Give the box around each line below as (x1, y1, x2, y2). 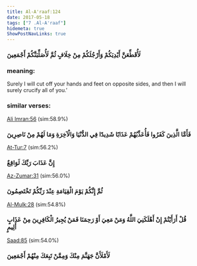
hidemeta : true (7, 25, 45, 32)
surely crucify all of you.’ (7, 87, 68, 94)
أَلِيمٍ (7, 223, 17, 231)
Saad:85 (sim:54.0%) (7, 237, 59, 244)
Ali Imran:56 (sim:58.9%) (7, 115, 68, 123)
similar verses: (7, 102, 51, 110)
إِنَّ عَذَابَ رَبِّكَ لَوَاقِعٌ (7, 158, 55, 167)
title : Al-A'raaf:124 (7, 8, 61, 15)
